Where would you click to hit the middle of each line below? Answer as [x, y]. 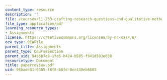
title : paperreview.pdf [30, 65]
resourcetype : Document [30, 61]
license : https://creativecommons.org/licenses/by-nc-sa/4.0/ [71, 38]
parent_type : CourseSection [34, 51]
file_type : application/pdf [34, 24]
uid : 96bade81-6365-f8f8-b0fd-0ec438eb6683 [51, 70]
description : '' [22, 14]
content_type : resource [30, 10]
